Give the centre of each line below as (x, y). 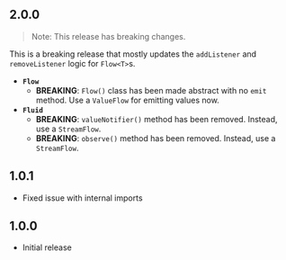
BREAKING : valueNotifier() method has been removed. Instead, (156, 119)
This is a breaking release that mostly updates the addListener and (133, 54)
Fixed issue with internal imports (82, 198)
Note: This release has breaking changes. (108, 36)
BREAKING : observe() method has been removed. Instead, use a (156, 138)
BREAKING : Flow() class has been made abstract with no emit (151, 90)
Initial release (47, 247)
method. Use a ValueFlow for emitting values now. (128, 100)
